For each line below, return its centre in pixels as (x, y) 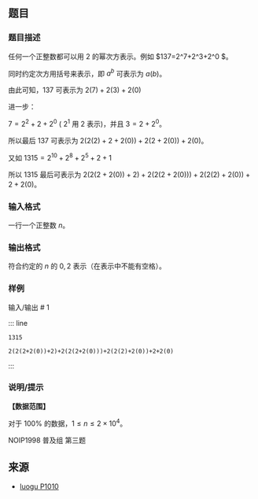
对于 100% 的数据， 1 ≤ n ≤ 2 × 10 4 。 (68, 423)
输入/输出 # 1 (29, 307)
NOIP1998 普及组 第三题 (47, 440)
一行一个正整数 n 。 (39, 225)
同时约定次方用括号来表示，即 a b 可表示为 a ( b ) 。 (87, 72)
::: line (18, 323)
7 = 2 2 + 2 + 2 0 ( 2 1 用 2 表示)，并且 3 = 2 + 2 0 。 (87, 123)
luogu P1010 (39, 486)
